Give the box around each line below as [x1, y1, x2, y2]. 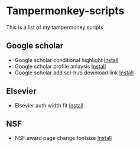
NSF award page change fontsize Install [14, 135, 112, 142]
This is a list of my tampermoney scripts [6, 24, 103, 31]
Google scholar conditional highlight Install [14, 56, 119, 63]
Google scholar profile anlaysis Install [14, 63, 106, 70]
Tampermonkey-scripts [6, 4, 125, 18]
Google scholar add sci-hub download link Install [14, 69, 134, 76]
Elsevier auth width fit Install [14, 102, 84, 109]
